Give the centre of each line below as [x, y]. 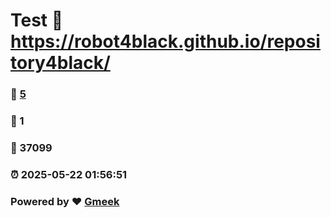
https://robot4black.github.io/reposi [165, 41]
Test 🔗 [37, 20]
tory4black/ [60, 63]
